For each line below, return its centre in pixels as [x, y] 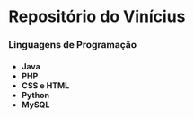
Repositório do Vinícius [97, 17]
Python [35, 95]
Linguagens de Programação [73, 45]
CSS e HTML [45, 85]
